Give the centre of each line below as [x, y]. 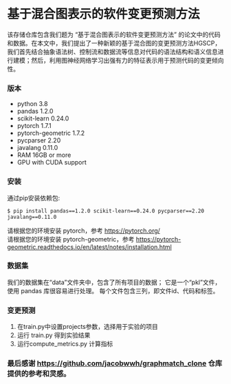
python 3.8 [32, 104]
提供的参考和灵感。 [39, 374]
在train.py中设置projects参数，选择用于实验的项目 [87, 327]
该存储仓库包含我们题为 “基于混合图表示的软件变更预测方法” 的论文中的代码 [114, 34]
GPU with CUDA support [52, 162]
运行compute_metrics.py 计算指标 [65, 344]
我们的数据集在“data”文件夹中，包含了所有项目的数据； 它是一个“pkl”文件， [114, 282]
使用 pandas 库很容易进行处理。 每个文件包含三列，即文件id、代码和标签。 [113, 290]
